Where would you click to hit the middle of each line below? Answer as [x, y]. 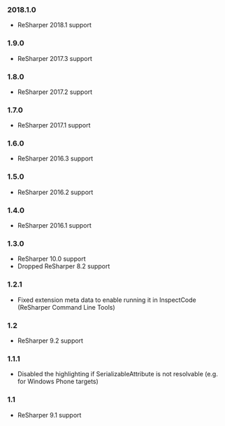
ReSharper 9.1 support [49, 415]
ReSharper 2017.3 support [55, 58]
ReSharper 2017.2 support [55, 92]
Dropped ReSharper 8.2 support [64, 266]
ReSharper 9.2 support [50, 341]
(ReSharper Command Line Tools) [66, 307]
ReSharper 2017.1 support [54, 125]
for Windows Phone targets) [58, 382]
